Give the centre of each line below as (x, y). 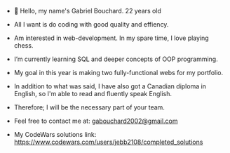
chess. (23, 45)
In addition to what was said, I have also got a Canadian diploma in (110, 86)
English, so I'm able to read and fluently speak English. (93, 94)
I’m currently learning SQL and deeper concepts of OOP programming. (116, 59)
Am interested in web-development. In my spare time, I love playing (111, 38)
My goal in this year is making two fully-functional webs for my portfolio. (118, 73)
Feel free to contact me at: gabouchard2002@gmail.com (96, 121)
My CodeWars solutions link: (55, 134)
